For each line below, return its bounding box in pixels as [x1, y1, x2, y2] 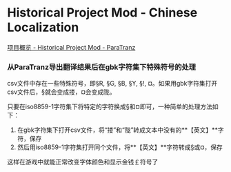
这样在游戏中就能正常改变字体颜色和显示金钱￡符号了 [7, 157, 159, 166]
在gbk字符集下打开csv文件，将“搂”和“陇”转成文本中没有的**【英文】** [17, 126, 219, 134]
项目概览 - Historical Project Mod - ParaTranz [7, 43, 136, 51]
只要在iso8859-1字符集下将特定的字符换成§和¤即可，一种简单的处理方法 [7, 102, 212, 111]
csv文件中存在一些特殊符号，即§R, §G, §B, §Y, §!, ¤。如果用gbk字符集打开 [7, 79, 218, 88]
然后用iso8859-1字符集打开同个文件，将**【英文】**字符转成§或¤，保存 [17, 143, 223, 151]
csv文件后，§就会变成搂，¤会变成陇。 [7, 88, 116, 96]
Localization [7, 19, 79, 35]
